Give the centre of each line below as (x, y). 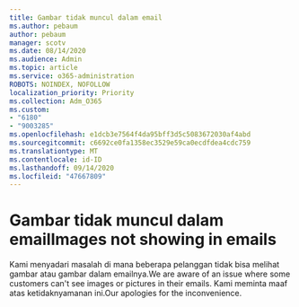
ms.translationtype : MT (54, 151)
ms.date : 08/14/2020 (48, 51)
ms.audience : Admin (46, 59)
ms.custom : (30, 110)
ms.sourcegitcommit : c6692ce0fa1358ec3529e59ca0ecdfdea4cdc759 (130, 143)
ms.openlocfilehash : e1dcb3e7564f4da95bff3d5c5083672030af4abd (130, 135)
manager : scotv (38, 43)
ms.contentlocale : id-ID (56, 159)
